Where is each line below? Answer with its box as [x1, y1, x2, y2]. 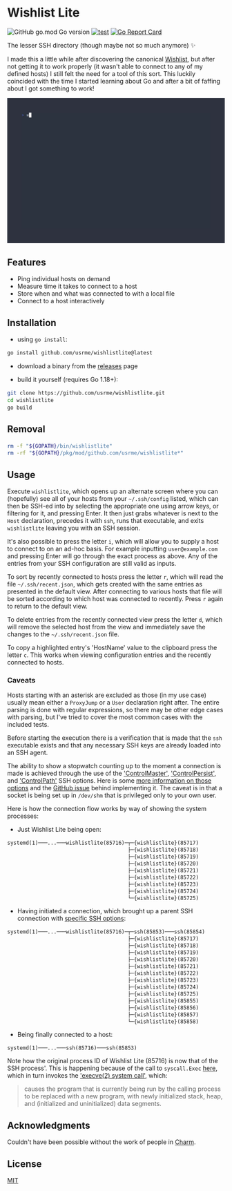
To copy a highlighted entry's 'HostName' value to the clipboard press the [7, 644, 217, 652]
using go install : [17, 335, 68, 343]
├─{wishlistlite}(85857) [127, 1011, 199, 1018]
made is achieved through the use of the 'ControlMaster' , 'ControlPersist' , [7, 769, 216, 778]
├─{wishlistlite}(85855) [127, 998, 199, 1004]
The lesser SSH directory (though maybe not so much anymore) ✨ [7, 41, 196, 49]
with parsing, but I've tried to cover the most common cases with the [7, 713, 203, 721]
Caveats [7, 676, 36, 685]
